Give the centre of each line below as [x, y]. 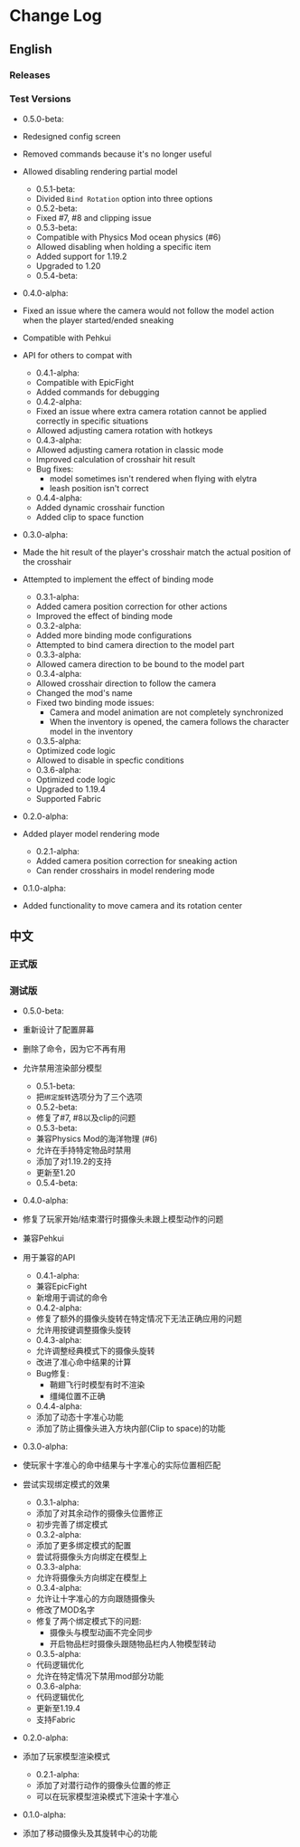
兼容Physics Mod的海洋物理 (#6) [97, 1139]
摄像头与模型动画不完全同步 [101, 1633]
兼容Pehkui [43, 1238]
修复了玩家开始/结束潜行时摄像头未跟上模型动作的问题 [123, 1219]
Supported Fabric [69, 798]
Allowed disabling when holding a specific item [123, 246]
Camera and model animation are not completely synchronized [166, 712]
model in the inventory [91, 731]
